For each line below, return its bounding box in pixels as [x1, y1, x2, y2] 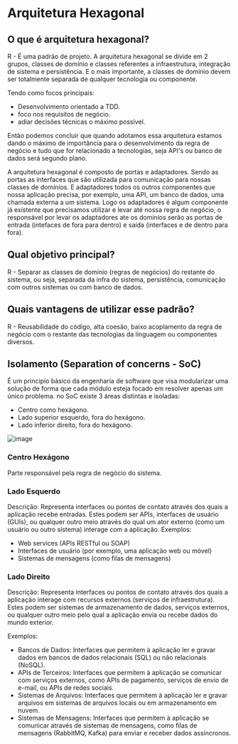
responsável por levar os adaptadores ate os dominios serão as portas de [7, 213, 223, 221]
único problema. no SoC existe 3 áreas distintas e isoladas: [7, 392, 180, 400]
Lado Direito [7, 571, 50, 581]
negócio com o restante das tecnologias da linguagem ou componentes [7, 329, 217, 339]
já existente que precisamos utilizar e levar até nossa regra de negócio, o [7, 206, 222, 214]
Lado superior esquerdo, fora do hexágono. [17, 413, 146, 422]
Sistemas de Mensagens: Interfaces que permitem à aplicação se [17, 713, 210, 723]
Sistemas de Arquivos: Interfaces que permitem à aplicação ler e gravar [17, 691, 228, 700]
